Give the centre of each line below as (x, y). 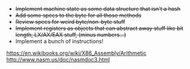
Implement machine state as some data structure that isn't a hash (98, 9)
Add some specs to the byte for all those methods (78, 15)
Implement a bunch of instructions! (59, 41)
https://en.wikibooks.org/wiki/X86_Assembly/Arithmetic (77, 53)
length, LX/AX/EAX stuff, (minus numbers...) (71, 35)
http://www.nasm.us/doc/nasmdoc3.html (58, 60)
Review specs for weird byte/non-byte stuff (70, 22)
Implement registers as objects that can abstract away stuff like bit (99, 28)
